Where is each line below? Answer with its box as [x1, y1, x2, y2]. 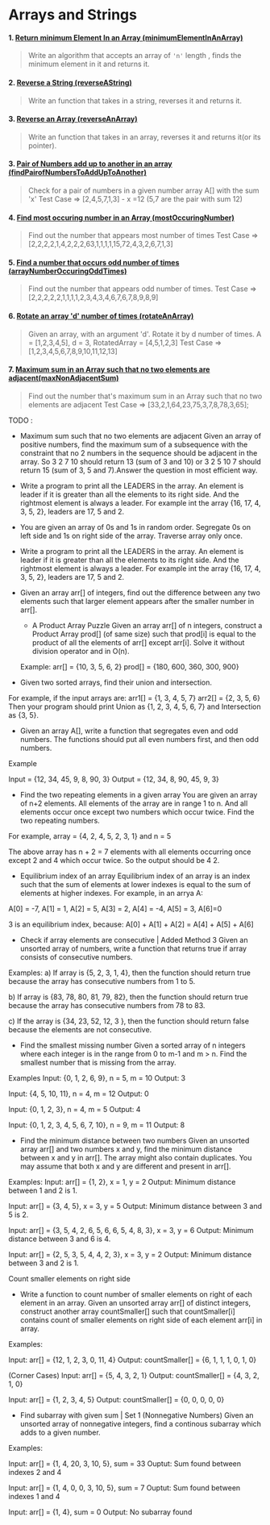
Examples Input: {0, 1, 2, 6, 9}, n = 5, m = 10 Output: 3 [8, 1073, 186, 1082]
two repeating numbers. [19, 815, 101, 825]
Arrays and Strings [8, 6, 137, 24]
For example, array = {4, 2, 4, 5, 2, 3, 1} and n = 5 [8, 831, 172, 840]
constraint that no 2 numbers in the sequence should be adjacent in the [19, 448, 258, 457]
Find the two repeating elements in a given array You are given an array [19, 790, 258, 799]
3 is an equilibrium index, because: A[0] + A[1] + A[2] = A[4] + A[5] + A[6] [8, 919, 254, 929]
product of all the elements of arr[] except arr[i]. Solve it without [31, 637, 245, 647]
